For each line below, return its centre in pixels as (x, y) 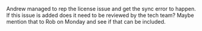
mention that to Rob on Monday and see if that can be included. (86, 22)
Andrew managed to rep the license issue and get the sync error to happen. (101, 9)
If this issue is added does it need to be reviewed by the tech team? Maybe (100, 15)
